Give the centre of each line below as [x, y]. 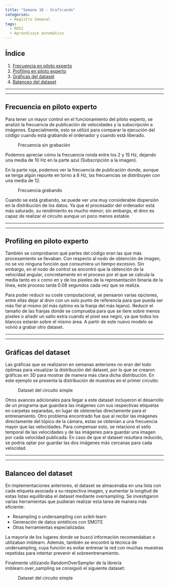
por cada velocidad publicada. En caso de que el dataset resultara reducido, [84, 438]
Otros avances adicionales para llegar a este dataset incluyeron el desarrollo [84, 400]
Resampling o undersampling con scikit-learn [59, 517]
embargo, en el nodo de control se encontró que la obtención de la [74, 269]
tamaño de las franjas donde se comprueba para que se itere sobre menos [82, 311]
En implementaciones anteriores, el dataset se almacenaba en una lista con [83, 485]
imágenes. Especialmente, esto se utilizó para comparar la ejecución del [80, 130]
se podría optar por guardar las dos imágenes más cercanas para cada [79, 443]
